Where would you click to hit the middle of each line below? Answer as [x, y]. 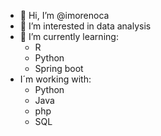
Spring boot [59, 68]
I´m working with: [55, 79]
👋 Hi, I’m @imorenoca [64, 15]
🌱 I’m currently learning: [69, 36]
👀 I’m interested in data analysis [85, 26]
